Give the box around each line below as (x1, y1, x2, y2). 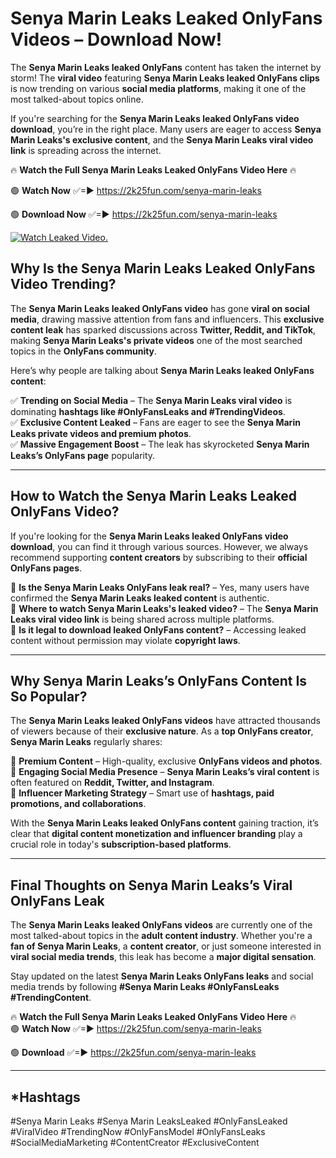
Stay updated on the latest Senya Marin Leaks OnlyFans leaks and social (10, 970, 314, 982)
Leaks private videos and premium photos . (10, 427, 192, 439)
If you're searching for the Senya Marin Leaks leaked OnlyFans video (10, 112, 300, 124)
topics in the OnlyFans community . (10, 345, 158, 357)
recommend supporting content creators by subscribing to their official (10, 551, 308, 563)
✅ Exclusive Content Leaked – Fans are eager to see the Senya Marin (10, 416, 301, 428)
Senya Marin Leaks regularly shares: (10, 736, 163, 748)
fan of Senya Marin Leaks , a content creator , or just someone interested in (10, 940, 322, 952)
